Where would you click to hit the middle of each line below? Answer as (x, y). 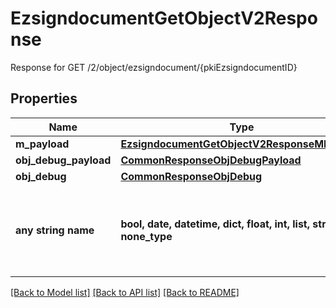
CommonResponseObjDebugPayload (211, 160)
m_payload (42, 144)
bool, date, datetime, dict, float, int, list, (215, 224)
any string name (55, 230)
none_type (146, 236)
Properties (44, 98)
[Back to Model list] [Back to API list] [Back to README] (125, 292)
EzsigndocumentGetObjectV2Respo (164, 18)
